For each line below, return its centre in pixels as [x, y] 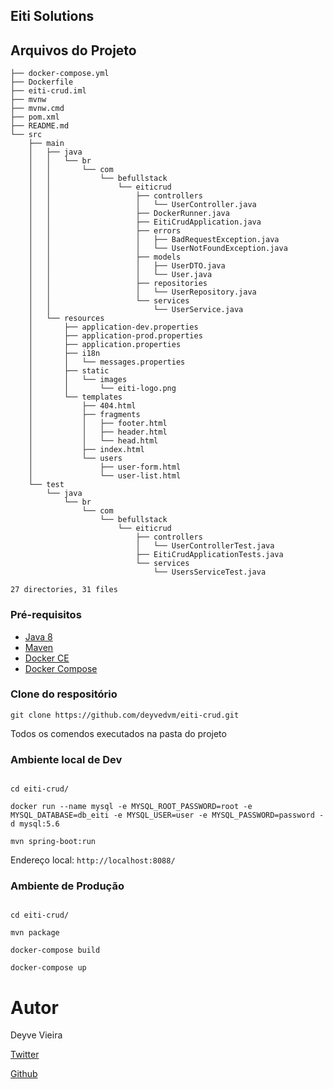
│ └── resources [66, 319]
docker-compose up [48, 968]
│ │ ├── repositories [118, 284]
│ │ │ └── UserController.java [142, 205]
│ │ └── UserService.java [136, 310]
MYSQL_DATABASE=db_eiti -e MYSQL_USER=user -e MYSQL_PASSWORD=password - [167, 815]
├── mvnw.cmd [37, 109]
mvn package [35, 933]
